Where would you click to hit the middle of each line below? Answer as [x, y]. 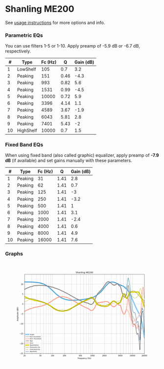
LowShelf [27, 69]
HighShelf [27, 130]
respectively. [18, 51]
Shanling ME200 [40, 9]
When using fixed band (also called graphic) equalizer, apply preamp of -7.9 [82, 155]
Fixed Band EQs [24, 145]
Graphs [14, 254]
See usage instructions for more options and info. [55, 23]
